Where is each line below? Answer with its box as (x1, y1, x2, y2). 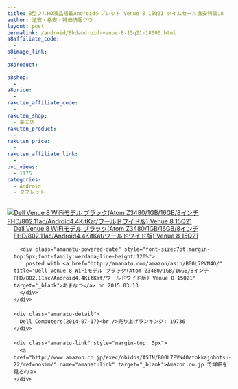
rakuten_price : (7, 138, 51, 145)
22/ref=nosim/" (13, 362, 57, 368)
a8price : (7, 87, 32, 93)
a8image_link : (7, 49, 48, 56)
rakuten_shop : (7, 112, 48, 119)
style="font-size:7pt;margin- (123, 245, 211, 253)
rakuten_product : (7, 125, 57, 132)
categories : (7, 176, 41, 183)
